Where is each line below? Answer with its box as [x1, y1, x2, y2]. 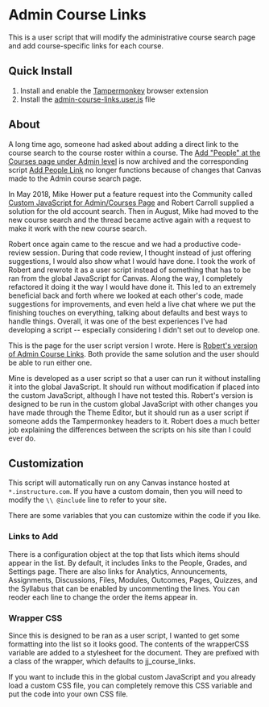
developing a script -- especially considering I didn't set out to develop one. [8, 324, 260, 334]
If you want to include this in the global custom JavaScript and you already [8, 671, 256, 681]
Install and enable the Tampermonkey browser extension [19, 86, 209, 95]
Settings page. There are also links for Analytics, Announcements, [8, 567, 228, 576]
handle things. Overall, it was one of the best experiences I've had [8, 316, 228, 326]
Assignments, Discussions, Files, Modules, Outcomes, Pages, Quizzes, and [8, 575, 258, 584]
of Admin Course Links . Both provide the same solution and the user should [8, 349, 259, 358]
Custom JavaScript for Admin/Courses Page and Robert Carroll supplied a [8, 198, 255, 207]
